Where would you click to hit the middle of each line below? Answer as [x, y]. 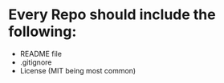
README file [41, 53]
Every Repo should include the [112, 15]
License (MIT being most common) [78, 70]
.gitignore [36, 62]
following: [43, 32]
